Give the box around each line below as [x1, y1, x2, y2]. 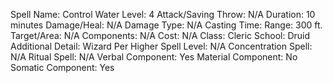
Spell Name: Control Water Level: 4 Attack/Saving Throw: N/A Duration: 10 [10, 9, 316, 20]
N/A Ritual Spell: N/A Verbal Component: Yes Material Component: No [10, 51, 298, 63]
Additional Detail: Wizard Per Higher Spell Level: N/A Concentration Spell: [10, 40, 313, 52]
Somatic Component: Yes [10, 62, 115, 73]
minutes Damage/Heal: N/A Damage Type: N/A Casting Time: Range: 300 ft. [10, 19, 323, 31]
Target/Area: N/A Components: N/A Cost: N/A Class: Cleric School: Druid [10, 30, 311, 41]
